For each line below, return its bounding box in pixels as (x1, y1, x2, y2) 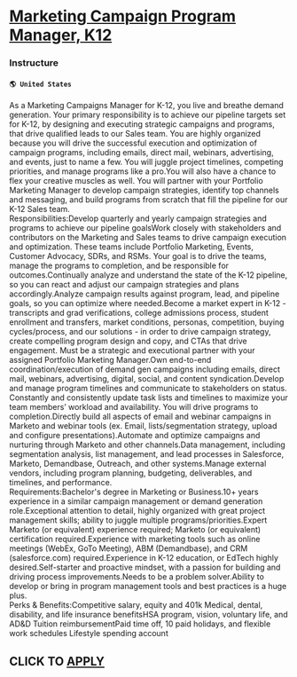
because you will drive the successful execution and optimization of (9, 138, 257, 148)
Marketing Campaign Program (9, 6, 237, 27)
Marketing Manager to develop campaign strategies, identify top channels (9, 185, 279, 196)
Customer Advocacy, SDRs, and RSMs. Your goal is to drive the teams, (9, 251, 268, 262)
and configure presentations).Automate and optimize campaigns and (9, 430, 261, 441)
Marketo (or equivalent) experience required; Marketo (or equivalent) (9, 524, 262, 535)
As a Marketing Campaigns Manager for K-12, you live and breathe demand (9, 100, 284, 111)
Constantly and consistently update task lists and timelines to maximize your (9, 392, 288, 403)
